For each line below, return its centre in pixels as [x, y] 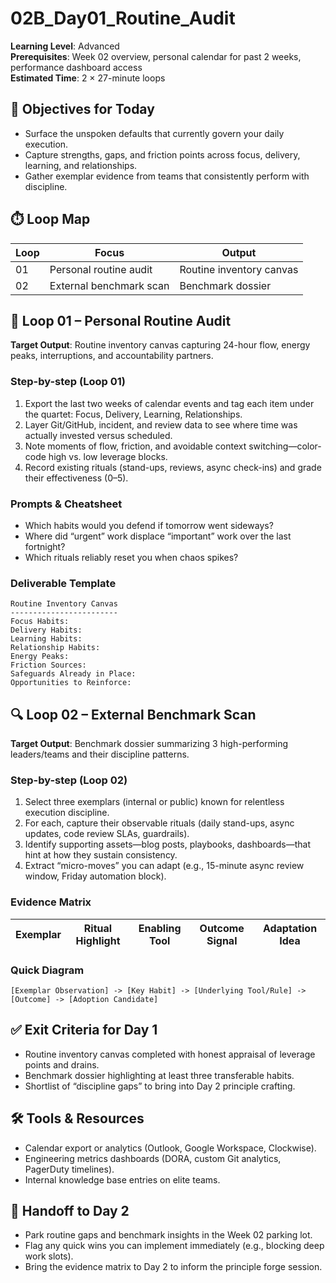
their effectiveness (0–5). [76, 478]
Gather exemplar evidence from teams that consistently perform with [167, 176]
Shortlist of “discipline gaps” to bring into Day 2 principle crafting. [160, 1086]
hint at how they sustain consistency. [101, 855]
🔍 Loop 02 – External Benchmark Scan [133, 714]
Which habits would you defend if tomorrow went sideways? [149, 525]
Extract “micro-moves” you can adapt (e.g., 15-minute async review [164, 866]
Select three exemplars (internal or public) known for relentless [154, 802]
